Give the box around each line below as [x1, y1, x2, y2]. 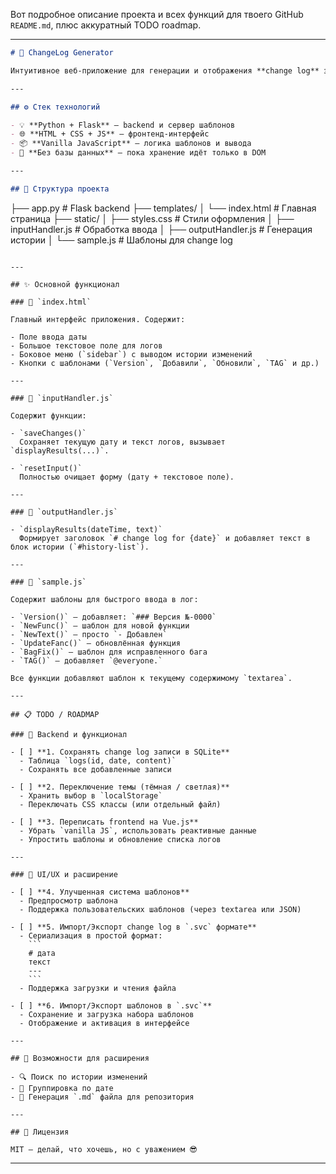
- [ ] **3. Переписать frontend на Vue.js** [10, 817, 199, 827]
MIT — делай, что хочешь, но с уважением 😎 [10, 1144, 198, 1154]
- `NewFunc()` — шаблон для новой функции [10, 620, 190, 631]
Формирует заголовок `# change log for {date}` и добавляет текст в [19, 533, 311, 543]
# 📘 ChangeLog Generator [10, 48, 114, 58]
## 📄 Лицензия [10, 1127, 70, 1137]
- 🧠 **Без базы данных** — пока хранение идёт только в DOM [10, 148, 267, 158]
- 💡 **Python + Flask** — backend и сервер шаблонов [10, 120, 236, 130]
